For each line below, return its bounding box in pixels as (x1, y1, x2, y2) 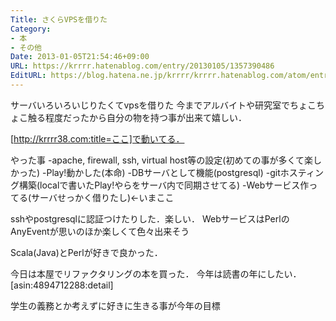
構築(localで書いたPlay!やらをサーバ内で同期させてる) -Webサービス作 (18, 179, 310, 191)
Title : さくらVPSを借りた (10, 14, 108, 25)
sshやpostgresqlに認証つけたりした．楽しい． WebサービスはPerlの (10, 212, 290, 225)
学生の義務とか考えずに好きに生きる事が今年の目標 (10, 299, 221, 311)
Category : (10, 24, 52, 34)
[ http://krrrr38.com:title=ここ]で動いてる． (10, 132, 185, 145)
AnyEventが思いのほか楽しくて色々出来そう (10, 225, 190, 237)
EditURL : (10, 71, 47, 81)
